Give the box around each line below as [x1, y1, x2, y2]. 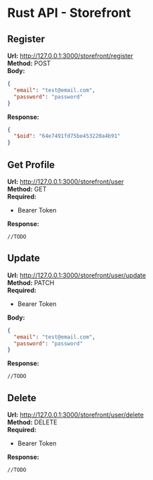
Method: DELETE [7, 418, 58, 427]
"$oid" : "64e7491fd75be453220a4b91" [13, 132, 121, 140]
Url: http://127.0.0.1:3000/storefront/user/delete [7, 410, 144, 419]
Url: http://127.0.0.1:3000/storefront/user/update [7, 271, 146, 279]
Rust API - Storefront [7, 5, 131, 21]
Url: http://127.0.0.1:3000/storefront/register [7, 51, 133, 60]
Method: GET [7, 184, 47, 193]
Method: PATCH [7, 278, 55, 286]
